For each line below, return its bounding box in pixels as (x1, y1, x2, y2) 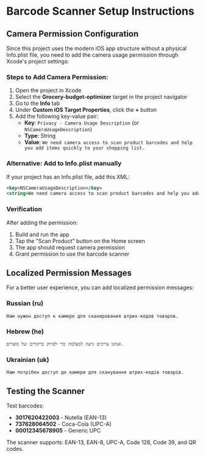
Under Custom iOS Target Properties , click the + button (15, 106, 157, 113)
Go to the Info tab (15, 99, 60, 107)
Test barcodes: (6, 402, 45, 409)
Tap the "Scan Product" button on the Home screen (15, 237, 145, 245)
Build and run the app (15, 231, 70, 238)
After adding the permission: (6, 218, 78, 226)
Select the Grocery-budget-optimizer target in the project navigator (15, 93, 188, 101)
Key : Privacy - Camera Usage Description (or (24, 119, 139, 126)
